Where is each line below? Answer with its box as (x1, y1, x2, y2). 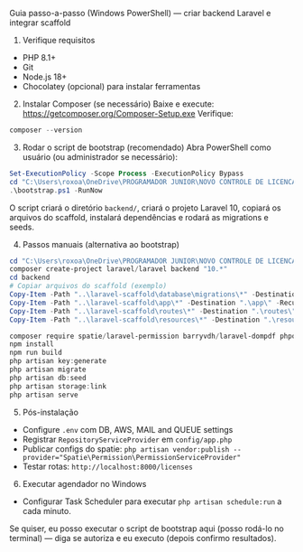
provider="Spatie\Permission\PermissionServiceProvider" (22, 453, 242, 462)
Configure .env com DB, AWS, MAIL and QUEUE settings (22, 424, 234, 435)
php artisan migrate (9, 365, 87, 374)
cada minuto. (22, 505, 72, 516)
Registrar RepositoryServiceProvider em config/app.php (22, 434, 233, 444)
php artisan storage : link (9, 381, 106, 391)
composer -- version (9, 126, 83, 135)
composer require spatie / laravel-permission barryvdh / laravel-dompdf (9, 332, 277, 341)
